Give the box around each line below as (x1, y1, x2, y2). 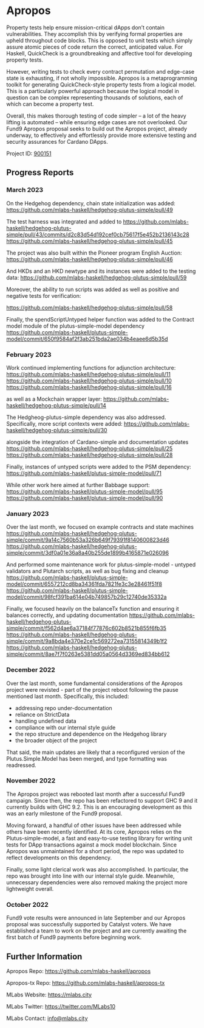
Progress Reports (6, 167, 74, 178)
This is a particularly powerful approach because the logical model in (6, 87, 179, 94)
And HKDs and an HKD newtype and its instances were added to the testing (6, 267, 196, 275)
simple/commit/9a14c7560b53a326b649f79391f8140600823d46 (6, 537, 170, 544)
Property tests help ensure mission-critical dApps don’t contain (6, 24, 165, 31)
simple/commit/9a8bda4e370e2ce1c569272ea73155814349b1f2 (6, 638, 168, 645)
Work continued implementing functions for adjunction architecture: (6, 364, 176, 371)
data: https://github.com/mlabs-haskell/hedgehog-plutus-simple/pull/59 (6, 273, 187, 281)
